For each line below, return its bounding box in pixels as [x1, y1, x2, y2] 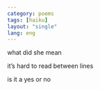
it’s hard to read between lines [7, 62, 94, 70]
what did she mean [7, 48, 62, 57]
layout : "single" [7, 23, 58, 30]
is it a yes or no [7, 75, 51, 84]
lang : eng [7, 29, 36, 37]
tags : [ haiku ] [7, 17, 49, 24]
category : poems [7, 10, 54, 17]
